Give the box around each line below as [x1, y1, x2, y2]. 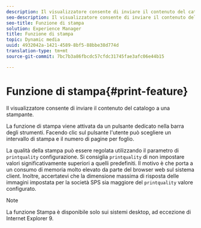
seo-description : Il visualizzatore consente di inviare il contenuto [6, 14, 186, 20]
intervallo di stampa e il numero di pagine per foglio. [6, 135, 135, 142]
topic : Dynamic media [6, 37, 60, 43]
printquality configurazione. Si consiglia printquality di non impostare [6, 153, 185, 160]
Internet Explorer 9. [6, 214, 54, 222]
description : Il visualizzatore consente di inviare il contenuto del [6, 8, 186, 15]
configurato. [6, 185, 37, 192]
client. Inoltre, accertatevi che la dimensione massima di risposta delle [6, 172, 179, 179]
